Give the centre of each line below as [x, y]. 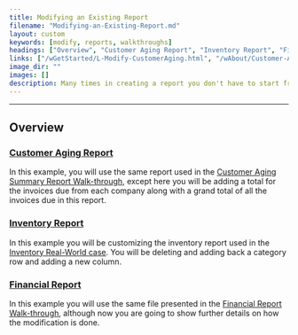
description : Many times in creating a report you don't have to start [144, 83]
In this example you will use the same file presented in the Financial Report [145, 303]
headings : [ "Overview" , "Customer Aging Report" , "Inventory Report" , [142, 51]
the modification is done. [55, 322]
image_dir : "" [35, 67]
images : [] [29, 75]
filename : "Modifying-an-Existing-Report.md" [94, 26]
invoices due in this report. [58, 200]
